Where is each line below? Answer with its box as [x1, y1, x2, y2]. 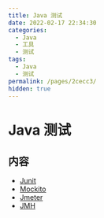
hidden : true [8, 84, 51, 93]
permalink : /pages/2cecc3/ [8, 77, 97, 85]
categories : [8, 26, 47, 34]
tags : [8, 56, 26, 64]
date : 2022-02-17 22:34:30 [8, 19, 97, 27]
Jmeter [19, 193, 43, 202]
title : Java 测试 [8, 11, 63, 20]
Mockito [19, 184, 46, 194]
